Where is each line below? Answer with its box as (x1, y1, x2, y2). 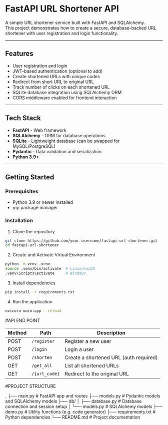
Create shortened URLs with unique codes (12, 73, 100, 79)
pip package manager (12, 205, 58, 211)
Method (7, 329, 27, 336)
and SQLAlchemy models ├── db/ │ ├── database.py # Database (5, 398, 142, 404)
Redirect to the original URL (64, 370, 129, 377)
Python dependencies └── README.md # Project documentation (5, 414, 140, 420)
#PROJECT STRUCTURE (5, 383, 56, 389)
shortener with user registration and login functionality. (5, 30, 118, 36)
